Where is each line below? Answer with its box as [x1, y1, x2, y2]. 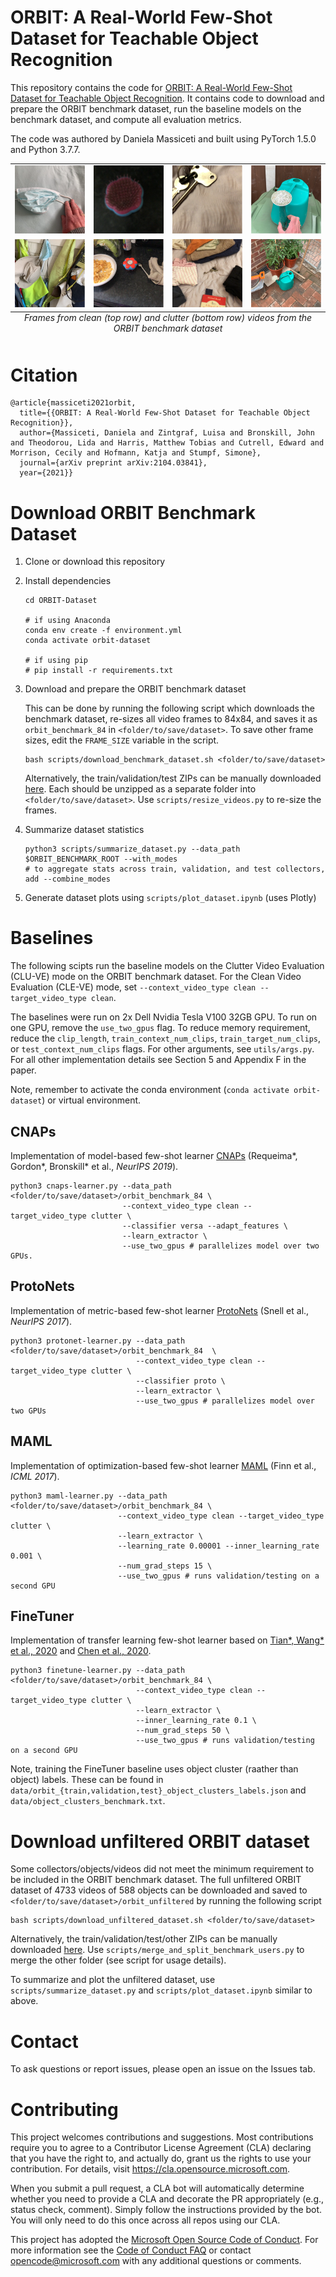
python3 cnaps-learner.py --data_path [10, 1181, 172, 1191]
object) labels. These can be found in [10, 1774, 164, 1786]
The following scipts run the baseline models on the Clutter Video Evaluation [10, 960, 325, 972]
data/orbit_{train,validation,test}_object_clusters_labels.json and [10, 1784, 307, 1796]
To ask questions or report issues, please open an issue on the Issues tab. [10, 2063, 316, 2075]
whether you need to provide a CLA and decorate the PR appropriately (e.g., [10, 2193, 325, 2205]
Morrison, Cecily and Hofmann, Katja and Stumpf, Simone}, [10, 448, 262, 458]
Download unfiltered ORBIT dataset [10, 1830, 310, 1853]
